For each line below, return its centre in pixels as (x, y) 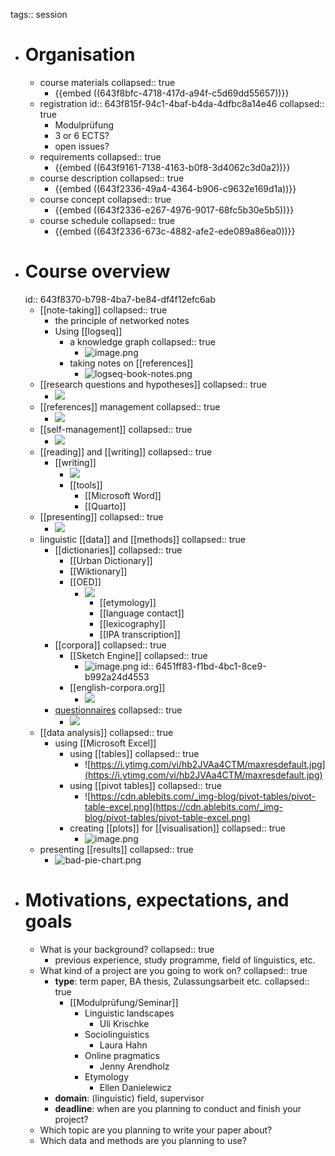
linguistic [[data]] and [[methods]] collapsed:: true (143, 539)
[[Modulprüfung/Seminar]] (124, 1002)
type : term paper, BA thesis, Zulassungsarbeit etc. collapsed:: (182, 981)
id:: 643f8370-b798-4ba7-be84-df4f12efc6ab (120, 299)
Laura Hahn (123, 1045)
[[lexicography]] (133, 623)
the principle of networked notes (122, 320)
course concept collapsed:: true (105, 199)
